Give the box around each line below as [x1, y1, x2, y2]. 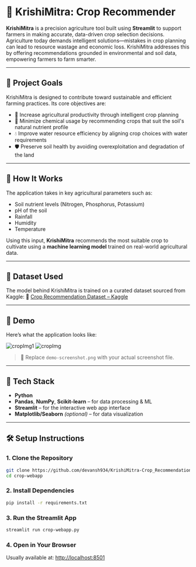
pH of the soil [14, 207, 47, 214]
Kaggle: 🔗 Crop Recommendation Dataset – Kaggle [6, 293, 128, 300]
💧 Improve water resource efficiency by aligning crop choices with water [14, 130, 188, 137]
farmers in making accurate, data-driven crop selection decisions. [6, 30, 165, 37]
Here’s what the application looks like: [6, 331, 97, 338]
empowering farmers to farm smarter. [6, 56, 96, 63]
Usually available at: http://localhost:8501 [6, 554, 105, 561]
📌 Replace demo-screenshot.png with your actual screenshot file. [20, 354, 174, 361]
